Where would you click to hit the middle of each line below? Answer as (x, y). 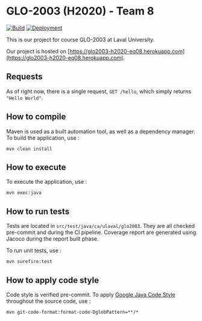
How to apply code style (53, 280)
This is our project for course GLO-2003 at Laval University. (80, 39)
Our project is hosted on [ (38, 51)
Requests (24, 77)
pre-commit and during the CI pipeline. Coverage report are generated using (101, 232)
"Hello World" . (25, 97)
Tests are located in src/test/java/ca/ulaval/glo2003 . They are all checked (100, 226)
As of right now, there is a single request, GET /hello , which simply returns (99, 91)
